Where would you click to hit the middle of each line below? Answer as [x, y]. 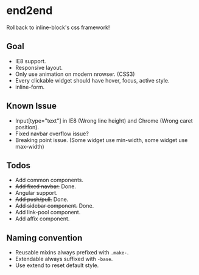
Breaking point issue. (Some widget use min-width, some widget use [101, 140]
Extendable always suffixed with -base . [64, 259]
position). [27, 127]
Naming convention [44, 238]
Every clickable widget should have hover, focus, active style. [92, 80]
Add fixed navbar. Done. [45, 186]
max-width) [30, 146]
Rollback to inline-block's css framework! [58, 27]
